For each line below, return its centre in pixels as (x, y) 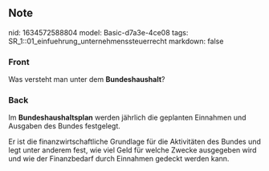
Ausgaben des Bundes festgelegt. (64, 126)
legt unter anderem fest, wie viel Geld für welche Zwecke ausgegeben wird (132, 150)
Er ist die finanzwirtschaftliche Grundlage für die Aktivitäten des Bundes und (134, 142)
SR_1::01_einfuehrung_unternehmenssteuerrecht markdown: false (116, 41)
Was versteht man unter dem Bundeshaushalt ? (87, 79)
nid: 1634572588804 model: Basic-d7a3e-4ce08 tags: (98, 32)
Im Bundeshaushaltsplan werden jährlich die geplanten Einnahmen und (127, 118)
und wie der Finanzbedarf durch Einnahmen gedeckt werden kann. (119, 159)
